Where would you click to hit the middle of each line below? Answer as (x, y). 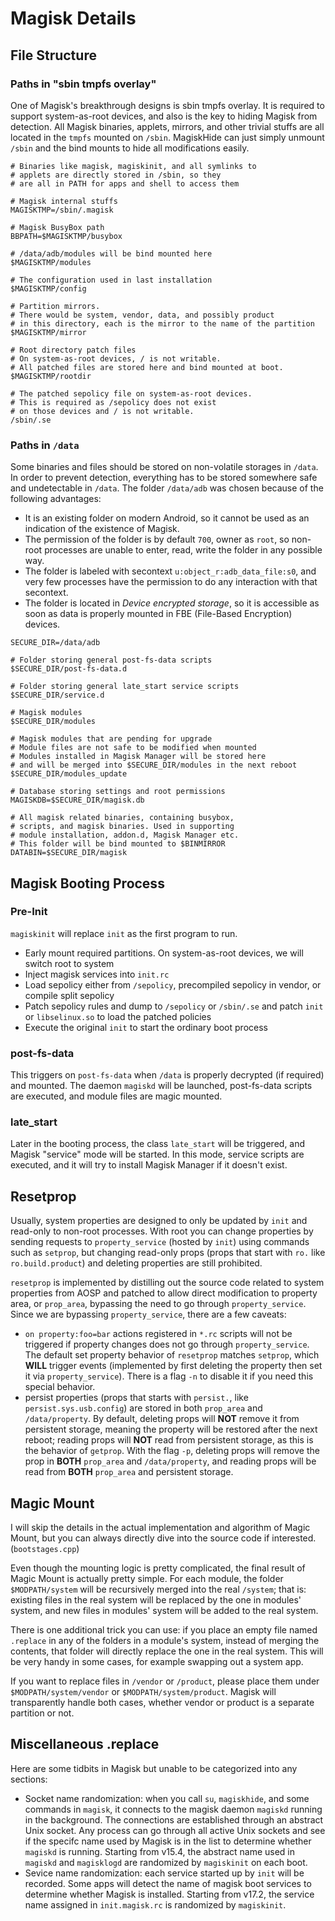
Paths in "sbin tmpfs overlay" (83, 84)
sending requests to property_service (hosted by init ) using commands (160, 1242)
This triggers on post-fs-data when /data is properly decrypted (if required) (167, 1075)
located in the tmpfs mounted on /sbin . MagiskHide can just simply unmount (167, 137)
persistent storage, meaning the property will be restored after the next (171, 1429)
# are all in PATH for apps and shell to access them (125, 183)
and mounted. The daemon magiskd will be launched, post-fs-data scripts (161, 1086)
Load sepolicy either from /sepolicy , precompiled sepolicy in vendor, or (173, 984)
